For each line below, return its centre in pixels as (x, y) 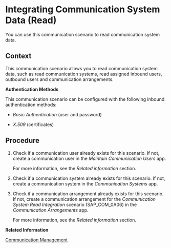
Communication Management (37, 240)
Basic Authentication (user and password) (57, 114)
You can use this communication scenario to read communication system (83, 34)
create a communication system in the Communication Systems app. (85, 183)
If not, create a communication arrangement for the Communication (84, 199)
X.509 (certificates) (33, 125)
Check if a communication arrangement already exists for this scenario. (88, 194)
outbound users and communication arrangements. (59, 79)
